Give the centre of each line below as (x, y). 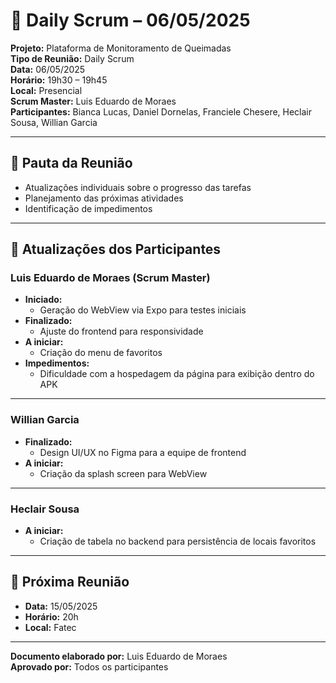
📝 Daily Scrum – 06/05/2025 (130, 20)
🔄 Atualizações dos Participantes (116, 249)
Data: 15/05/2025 (61, 606)
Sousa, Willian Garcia (54, 122)
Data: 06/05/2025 (48, 69)
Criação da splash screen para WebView (123, 473)
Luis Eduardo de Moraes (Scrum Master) (110, 278)
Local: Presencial (46, 90)
